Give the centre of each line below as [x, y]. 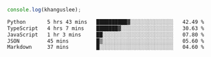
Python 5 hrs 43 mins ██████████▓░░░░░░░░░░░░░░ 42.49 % [106, 22]
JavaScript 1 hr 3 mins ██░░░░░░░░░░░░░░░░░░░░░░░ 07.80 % [106, 35]
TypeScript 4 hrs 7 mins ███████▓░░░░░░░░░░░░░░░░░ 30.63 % [106, 28]
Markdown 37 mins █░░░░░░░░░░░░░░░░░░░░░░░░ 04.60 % [106, 47]
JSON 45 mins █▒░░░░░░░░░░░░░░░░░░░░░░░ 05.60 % [106, 41]
